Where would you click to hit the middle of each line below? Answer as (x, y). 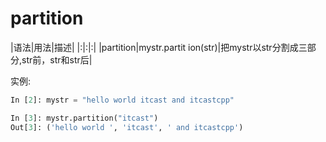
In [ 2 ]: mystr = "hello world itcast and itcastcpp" (122, 100)
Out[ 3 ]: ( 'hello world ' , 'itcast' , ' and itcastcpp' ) (127, 127)
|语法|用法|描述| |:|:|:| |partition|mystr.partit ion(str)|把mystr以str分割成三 (159, 47)
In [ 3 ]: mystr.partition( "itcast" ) (84, 118)
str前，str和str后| (57, 59)
